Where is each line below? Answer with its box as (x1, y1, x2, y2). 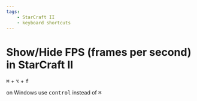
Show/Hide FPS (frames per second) (6, 45, 192, 59)
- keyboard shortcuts (17, 20, 71, 26)
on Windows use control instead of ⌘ (6, 89, 102, 96)
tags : (6, 8, 20, 15)
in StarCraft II (6, 58, 74, 71)
